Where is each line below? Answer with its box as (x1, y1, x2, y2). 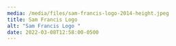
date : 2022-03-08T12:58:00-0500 (7, 28, 99, 36)
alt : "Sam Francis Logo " (7, 22, 80, 29)
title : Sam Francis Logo (7, 16, 78, 23)
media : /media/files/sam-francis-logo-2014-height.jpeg (7, 9, 169, 17)
